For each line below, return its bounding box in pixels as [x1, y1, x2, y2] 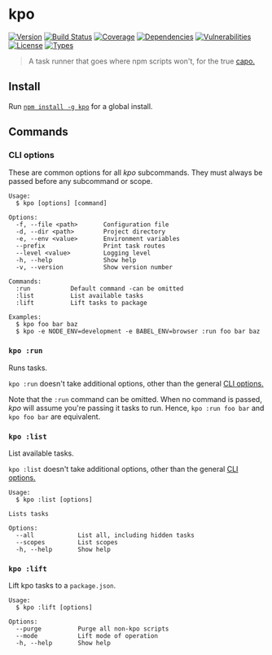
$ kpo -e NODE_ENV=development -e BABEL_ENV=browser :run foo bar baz [15, 327, 261, 336]
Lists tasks [8, 510, 49, 518]
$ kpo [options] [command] [15, 199, 107, 207]
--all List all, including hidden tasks [15, 531, 195, 539]
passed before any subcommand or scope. [8, 177, 153, 186]
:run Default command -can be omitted [15, 285, 184, 293]
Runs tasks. [8, 363, 47, 373]
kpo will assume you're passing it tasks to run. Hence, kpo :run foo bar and [8, 403, 265, 413]
